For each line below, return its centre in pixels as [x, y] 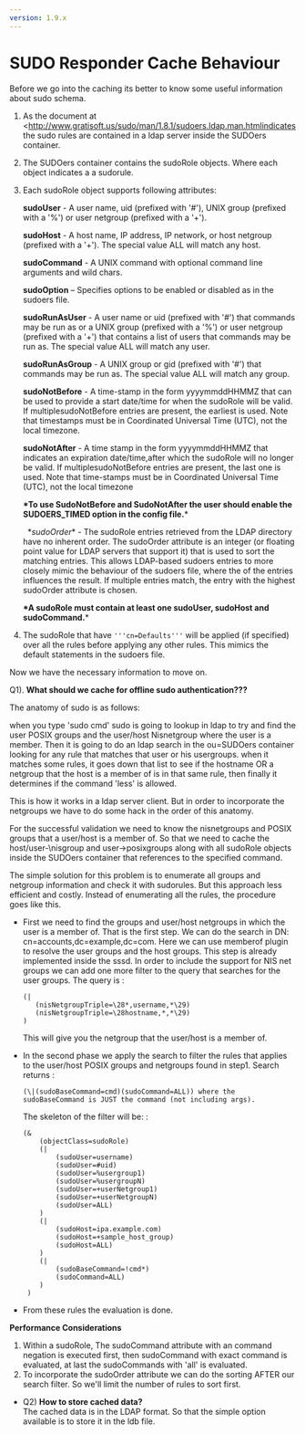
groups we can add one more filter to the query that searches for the [152, 970]
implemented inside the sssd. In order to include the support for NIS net [157, 960]
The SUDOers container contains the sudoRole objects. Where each [150, 162]
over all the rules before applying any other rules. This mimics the [145, 644]
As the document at [60, 116]
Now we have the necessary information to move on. [108, 672]
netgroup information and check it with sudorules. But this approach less [146, 884]
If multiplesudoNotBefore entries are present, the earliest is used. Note [155, 411]
